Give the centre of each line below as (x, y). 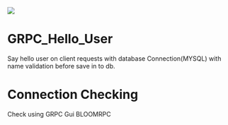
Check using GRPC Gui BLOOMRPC (59, 114)
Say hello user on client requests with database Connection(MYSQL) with (114, 58)
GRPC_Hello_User (60, 39)
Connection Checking (73, 95)
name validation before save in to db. (61, 66)
